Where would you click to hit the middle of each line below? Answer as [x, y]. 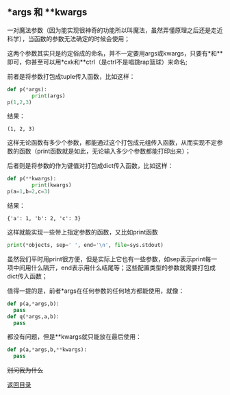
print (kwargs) [52, 185]
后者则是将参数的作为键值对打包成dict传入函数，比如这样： [90, 166]
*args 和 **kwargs [47, 12]
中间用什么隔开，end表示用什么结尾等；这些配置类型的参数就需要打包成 [114, 267]
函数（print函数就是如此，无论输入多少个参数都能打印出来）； [105, 151]
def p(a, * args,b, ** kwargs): [47, 350]
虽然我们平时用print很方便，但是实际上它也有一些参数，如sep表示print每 [109, 259]
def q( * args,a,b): [33, 316]
